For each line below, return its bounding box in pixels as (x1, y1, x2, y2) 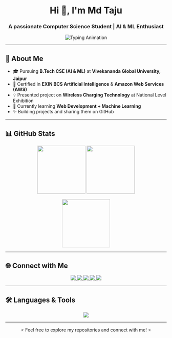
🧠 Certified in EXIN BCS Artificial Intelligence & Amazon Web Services (12, 81, 164, 87)
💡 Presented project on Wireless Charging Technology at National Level (12, 92, 166, 98)
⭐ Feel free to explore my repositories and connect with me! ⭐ (20, 327, 152, 333)
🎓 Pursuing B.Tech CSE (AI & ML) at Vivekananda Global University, (12, 68, 161, 74)
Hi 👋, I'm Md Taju (49, 5, 123, 16)
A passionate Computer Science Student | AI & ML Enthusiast (8, 23, 164, 30)
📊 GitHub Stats (5, 129, 55, 138)
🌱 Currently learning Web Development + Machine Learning (12, 103, 141, 109)
